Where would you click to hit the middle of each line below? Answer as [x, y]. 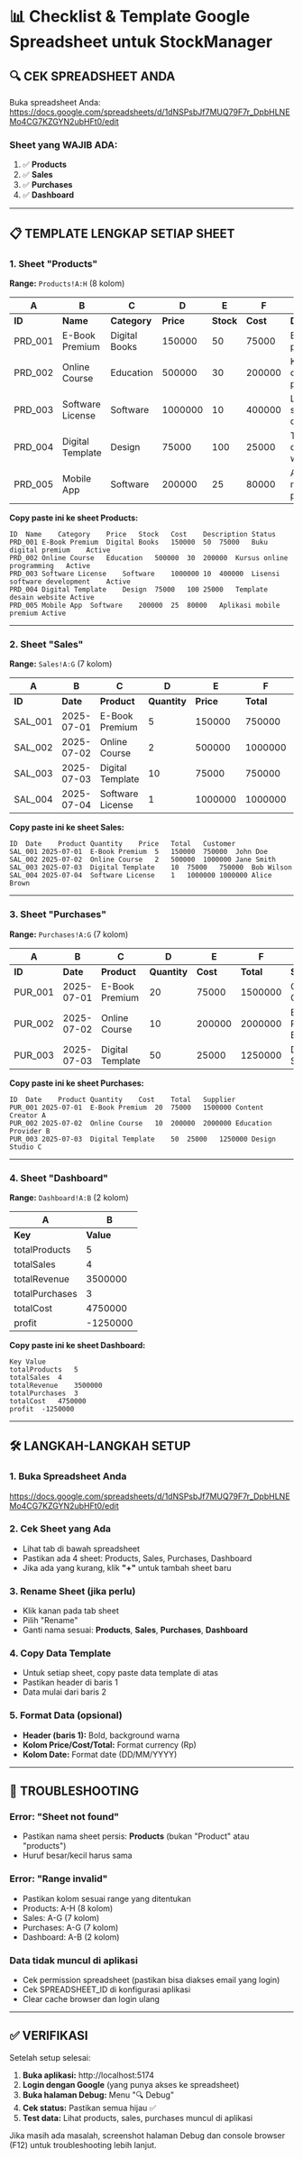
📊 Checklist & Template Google [130, 17]
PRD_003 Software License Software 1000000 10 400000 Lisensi [145, 574]
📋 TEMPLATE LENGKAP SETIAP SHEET [122, 233]
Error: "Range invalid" [59, 1879]
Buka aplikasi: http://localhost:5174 [88, 2075]
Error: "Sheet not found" [64, 1817]
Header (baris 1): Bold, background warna [101, 1735]
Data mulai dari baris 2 [64, 1692]
